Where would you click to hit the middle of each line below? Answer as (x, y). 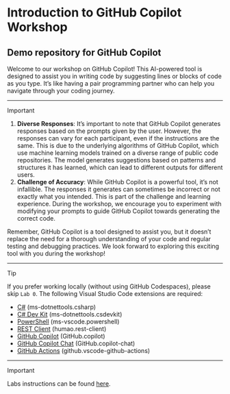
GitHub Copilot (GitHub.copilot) (61, 336)
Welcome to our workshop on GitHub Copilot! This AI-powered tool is (105, 69)
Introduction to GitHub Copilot (94, 13)
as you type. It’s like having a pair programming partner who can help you (111, 83)
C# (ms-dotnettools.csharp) (56, 307)
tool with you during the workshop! (56, 254)
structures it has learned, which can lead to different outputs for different (120, 167)
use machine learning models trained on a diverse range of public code (118, 153)
